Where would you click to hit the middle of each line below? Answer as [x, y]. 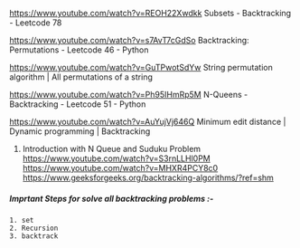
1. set [22, 220]
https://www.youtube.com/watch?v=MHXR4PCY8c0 [120, 168]
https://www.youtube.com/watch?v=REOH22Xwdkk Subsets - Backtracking [150, 13]
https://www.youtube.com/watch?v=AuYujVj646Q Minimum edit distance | [148, 122]
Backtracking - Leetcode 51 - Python [78, 104]
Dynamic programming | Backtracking [80, 131]
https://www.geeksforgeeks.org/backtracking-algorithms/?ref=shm [148, 177]
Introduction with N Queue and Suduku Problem [112, 149]
